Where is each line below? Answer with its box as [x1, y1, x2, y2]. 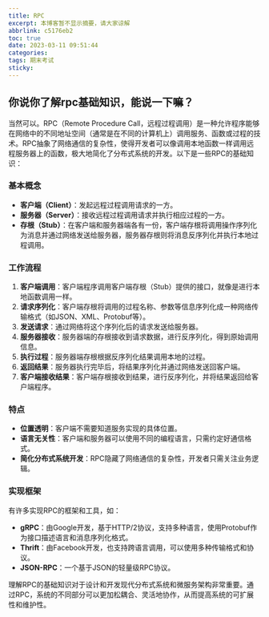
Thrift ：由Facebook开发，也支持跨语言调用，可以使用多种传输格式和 [19, 542, 247, 552]
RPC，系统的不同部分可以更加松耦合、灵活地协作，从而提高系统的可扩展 [14, 590, 255, 599]
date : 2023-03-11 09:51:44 [8, 42, 98, 50]
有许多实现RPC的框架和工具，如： [8, 506, 122, 515]
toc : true [8, 34, 42, 42]
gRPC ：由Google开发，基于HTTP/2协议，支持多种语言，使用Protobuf [19, 522, 251, 532]
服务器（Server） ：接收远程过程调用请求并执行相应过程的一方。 [19, 210, 230, 220]
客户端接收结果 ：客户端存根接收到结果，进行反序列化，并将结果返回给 [19, 372, 252, 381]
